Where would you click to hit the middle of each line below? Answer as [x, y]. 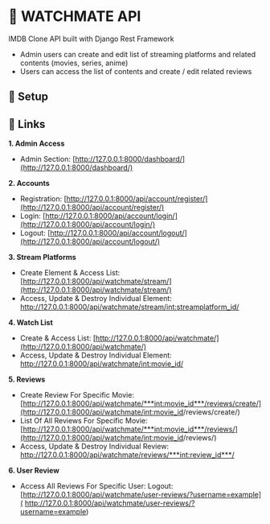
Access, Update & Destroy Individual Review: [94, 447]
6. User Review [34, 471]
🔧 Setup [29, 97]
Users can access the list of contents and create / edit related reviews [136, 71]
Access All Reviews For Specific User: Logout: [96, 486]
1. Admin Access [37, 143]
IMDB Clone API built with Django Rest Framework [91, 39]
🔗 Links [27, 124]
